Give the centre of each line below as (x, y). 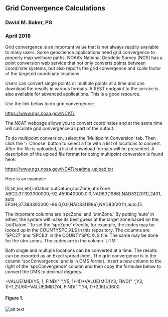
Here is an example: (26, 179)
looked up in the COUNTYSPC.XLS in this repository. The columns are (77, 230)
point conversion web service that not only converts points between (75, 63)
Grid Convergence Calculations (55, 8)
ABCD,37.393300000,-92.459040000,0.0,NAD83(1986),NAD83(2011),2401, (83, 194)
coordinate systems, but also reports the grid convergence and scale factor (83, 68)
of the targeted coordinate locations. (43, 73)
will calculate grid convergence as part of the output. (60, 128)
